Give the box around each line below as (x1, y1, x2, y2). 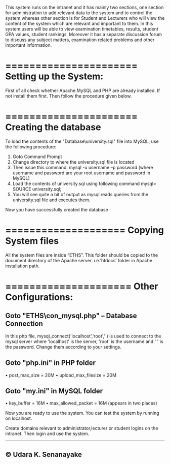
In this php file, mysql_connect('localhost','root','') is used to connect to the (5, 333, 161, 339)
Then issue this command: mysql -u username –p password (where (12, 164, 153, 170)
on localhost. (5, 415, 32, 421)
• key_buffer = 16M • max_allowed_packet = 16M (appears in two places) (5, 400, 158, 406)
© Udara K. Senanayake (5, 450, 82, 459)
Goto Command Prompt (12, 153, 62, 160)
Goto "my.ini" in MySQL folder (5, 387, 103, 395)
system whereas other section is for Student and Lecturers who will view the (5, 15, 165, 21)
